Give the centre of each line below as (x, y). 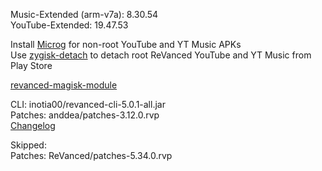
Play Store (31, 65)
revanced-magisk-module (64, 85)
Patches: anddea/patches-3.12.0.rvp (85, 115)
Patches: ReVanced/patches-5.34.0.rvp (91, 155)
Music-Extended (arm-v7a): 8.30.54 (84, 14)
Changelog (33, 125)
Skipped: (28, 145)
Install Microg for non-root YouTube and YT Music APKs (126, 44)
